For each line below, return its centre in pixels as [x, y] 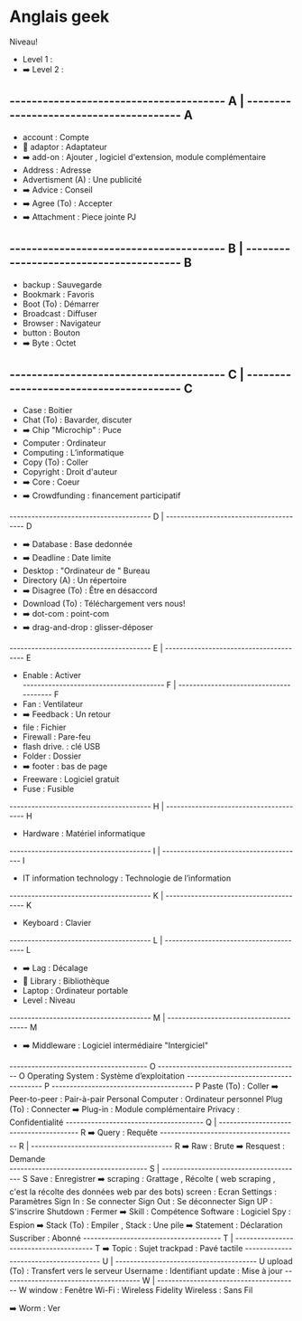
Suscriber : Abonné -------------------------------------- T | [121, 1238]
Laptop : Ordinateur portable [75, 991]
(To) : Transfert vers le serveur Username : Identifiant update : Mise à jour [146, 1271]
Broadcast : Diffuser [59, 313]
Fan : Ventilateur [53, 704]
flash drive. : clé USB [61, 747]
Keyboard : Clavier [57, 923]
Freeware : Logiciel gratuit [71, 779]
